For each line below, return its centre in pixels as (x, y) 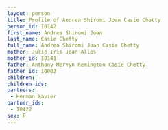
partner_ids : (26, 103)
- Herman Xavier (33, 97)
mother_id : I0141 (32, 58)
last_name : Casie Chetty (43, 39)
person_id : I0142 (32, 26)
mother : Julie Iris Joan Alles (52, 52)
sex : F (16, 116)
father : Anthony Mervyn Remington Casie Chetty (76, 65)
